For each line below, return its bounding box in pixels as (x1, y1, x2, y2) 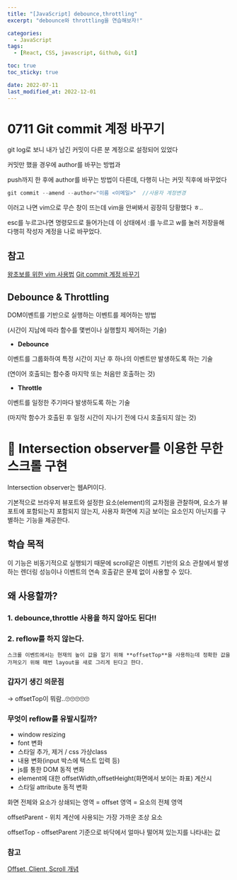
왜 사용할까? (7, 590, 58, 602)
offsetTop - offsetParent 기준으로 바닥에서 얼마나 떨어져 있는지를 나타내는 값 (7, 828, 221, 836)
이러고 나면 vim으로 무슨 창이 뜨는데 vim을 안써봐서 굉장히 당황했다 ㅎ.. (7, 203, 204, 212)
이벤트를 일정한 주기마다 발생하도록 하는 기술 (7, 398, 131, 407)
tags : (7, 43, 23, 50)
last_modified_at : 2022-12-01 (7, 88, 97, 95)
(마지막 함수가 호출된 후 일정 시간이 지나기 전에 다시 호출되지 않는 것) (7, 413, 197, 422)
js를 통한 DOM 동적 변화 (17, 765, 85, 773)
